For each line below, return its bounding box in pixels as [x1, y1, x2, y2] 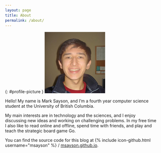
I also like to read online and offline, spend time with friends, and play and [5, 123, 152, 129]
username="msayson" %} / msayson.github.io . [5, 142, 99, 148]
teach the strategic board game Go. [5, 128, 76, 134]
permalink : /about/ [5, 18, 44, 23]
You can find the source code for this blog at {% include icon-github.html [5, 138, 151, 143]
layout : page [5, 8, 31, 13]
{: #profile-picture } [5, 89, 44, 95]
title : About [5, 13, 31, 18]
